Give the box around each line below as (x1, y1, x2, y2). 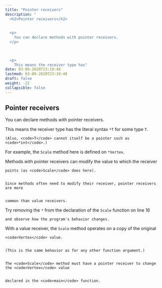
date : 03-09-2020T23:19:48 (5, 67, 61, 72)
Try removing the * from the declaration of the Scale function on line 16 (5, 207, 150, 213)
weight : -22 (5, 81, 30, 86)
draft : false (5, 76, 32, 81)
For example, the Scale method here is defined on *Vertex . (5, 149, 125, 155)
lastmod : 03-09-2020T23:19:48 (5, 71, 68, 77)
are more (5, 185, 23, 191)
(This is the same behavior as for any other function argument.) (5, 248, 145, 253)
